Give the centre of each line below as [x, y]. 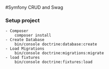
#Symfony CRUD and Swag [34, 7]
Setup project [23, 20]
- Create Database [25, 40]
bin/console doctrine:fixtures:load [54, 62]
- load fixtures [23, 58]
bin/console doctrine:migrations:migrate [59, 53]
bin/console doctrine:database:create [56, 44]
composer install [33, 36]
